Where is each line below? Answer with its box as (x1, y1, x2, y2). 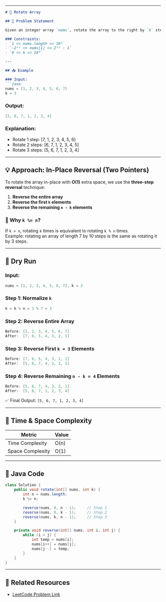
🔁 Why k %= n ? (5, 217, 41, 224)
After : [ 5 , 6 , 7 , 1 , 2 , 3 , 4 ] (5, 388, 70, 393)
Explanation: (5, 125, 36, 132)
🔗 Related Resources (5, 578, 70, 587)
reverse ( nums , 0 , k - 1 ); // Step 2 (23, 510, 107, 515)
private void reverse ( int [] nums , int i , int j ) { (14, 528, 121, 533)
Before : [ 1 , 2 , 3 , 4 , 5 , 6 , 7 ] (5, 329, 70, 334)
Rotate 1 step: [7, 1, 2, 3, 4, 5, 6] (12, 136, 76, 142)
